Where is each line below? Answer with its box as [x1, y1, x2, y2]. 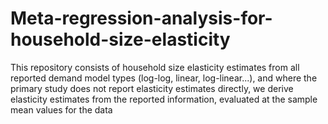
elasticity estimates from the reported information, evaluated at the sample [10, 93, 318, 105]
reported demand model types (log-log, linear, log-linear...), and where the [10, 72, 318, 84]
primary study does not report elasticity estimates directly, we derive [10, 82, 294, 94]
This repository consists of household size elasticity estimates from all [10, 61, 300, 73]
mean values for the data [10, 103, 113, 116]
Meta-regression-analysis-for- [10, 7, 273, 30]
